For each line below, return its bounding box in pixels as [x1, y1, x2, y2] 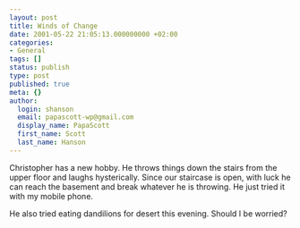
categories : [9, 38, 54, 47]
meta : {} [9, 88, 42, 97]
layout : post [9, 13, 58, 22]
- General [9, 46, 47, 55]
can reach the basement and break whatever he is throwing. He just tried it [9, 181, 285, 192]
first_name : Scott [17, 130, 87, 139]
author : [9, 96, 39, 106]
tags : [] [9, 55, 42, 63]
